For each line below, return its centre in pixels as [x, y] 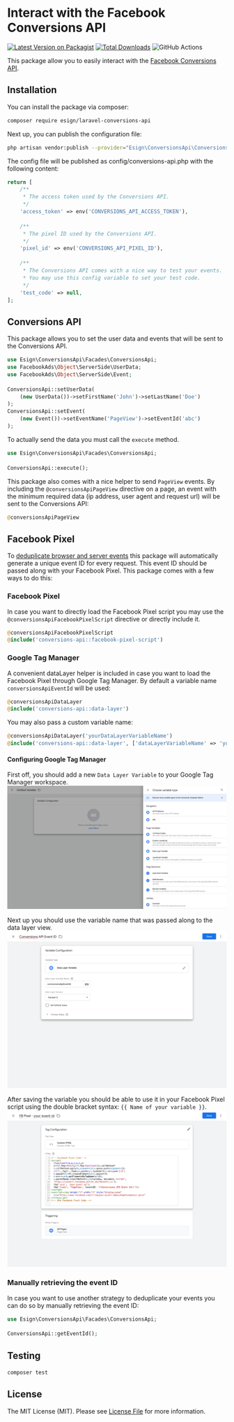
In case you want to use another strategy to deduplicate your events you [111, 1298]
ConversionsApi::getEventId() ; [53, 1334]
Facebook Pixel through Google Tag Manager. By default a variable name [112, 680]
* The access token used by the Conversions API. [96, 197]
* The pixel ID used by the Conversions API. [90, 234]
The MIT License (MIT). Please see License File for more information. [106, 1411]
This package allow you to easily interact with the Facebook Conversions [112, 60]
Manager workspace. [38, 782]
